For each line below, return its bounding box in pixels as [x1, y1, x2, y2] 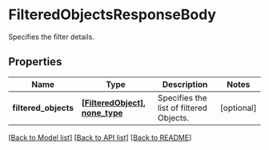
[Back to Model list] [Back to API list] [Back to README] [8, 132, 192, 142]
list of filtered [157, 102, 208, 113]
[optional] [219, 102, 257, 113]
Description [162, 78, 208, 89]
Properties [8, 55, 62, 69]
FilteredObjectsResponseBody [8, 6, 216, 24]
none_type [81, 107, 123, 118]
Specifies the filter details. [8, 32, 94, 41]
